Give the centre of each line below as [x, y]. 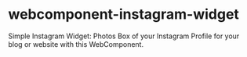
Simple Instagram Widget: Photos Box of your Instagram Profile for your [124, 36]
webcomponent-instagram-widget [123, 14]
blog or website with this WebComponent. [76, 44]
